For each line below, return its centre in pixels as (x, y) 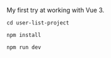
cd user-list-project (38, 23)
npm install (24, 35)
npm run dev (24, 48)
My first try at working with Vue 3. (55, 10)
